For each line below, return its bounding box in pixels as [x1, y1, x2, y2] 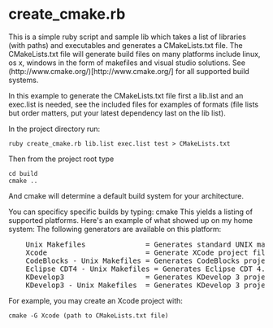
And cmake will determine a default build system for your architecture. [8, 190, 244, 200]
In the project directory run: [8, 124, 101, 133]
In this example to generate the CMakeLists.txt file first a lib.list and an [8, 90, 244, 100]
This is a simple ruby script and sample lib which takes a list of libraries [8, 32, 246, 42]
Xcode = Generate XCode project [25, 247, 249, 257]
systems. [8, 75, 39, 85]
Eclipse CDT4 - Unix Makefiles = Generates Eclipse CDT [25, 264, 253, 273]
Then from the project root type [8, 154, 115, 164]
